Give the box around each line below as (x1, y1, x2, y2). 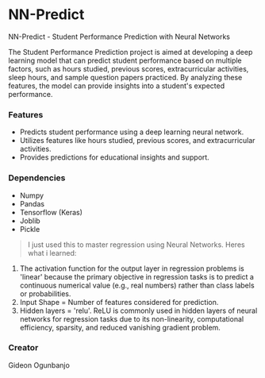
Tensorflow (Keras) (19, 207, 83, 217)
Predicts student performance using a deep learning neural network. (19, 127, 244, 137)
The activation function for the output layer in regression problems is (19, 264, 244, 273)
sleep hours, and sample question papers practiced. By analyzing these (8, 72, 243, 82)
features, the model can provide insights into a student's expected (8, 81, 225, 91)
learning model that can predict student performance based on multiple (8, 56, 242, 65)
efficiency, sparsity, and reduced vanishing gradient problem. (19, 322, 221, 332)
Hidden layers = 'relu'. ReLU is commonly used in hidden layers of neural (19, 306, 258, 315)
